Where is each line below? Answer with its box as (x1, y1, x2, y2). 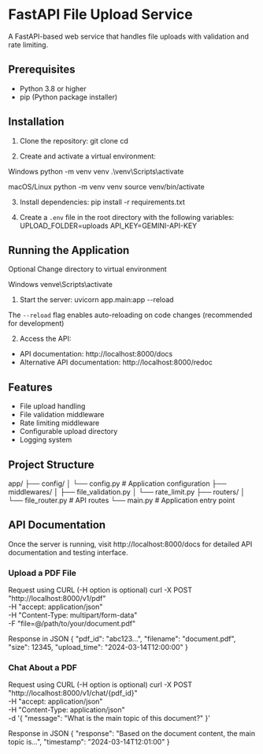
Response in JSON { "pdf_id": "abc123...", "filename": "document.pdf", (8, 634, 236, 644)
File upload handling (19, 401, 86, 411)
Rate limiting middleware (19, 418, 100, 427)
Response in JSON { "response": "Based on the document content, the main (8, 729, 256, 738)
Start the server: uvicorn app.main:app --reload (19, 295, 175, 304)
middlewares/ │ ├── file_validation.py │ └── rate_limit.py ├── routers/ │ (8, 487, 246, 496)
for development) (8, 319, 65, 328)
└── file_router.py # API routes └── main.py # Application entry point (8, 495, 235, 505)
